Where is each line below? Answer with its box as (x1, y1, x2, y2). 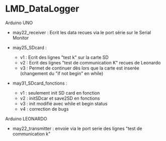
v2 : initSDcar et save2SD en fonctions (20, 95, 100, 101)
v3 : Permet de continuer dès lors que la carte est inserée (20, 65, 139, 71)
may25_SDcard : (12, 44, 47, 50)
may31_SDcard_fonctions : (12, 80, 67, 86)
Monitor (12, 35, 29, 41)
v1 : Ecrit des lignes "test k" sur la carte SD (20, 54, 109, 60)
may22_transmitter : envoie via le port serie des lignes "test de (12, 125, 142, 131)
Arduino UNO (5, 20, 33, 26)
